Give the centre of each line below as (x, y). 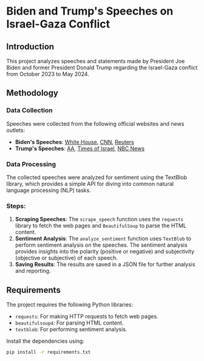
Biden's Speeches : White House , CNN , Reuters (75, 142)
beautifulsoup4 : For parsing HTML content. (69, 323)
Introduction (30, 46)
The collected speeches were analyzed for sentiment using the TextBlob (97, 177)
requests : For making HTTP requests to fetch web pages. (87, 317)
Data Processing (31, 164)
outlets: (16, 130)
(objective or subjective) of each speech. (66, 258)
